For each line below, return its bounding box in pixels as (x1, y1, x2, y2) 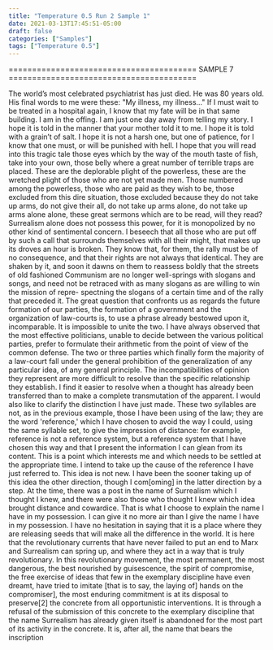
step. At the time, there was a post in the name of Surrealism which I (8, 486, 237, 496)
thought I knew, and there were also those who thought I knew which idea (8, 495, 256, 505)
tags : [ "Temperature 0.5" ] (8, 42, 100, 50)
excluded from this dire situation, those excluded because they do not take (8, 193, 258, 202)
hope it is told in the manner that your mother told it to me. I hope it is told (8, 123, 254, 133)
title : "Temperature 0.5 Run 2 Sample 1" (8, 11, 151, 20)
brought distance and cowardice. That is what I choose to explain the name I (8, 503, 264, 513)
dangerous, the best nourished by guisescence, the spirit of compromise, (8, 564, 254, 574)
